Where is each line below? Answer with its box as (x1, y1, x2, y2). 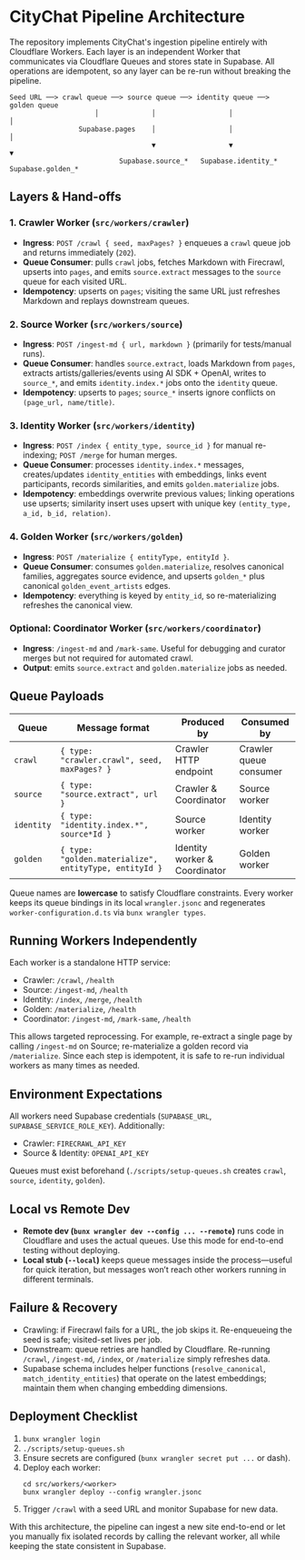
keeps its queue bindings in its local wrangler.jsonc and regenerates (9, 896, 266, 907)
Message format (76, 721, 150, 734)
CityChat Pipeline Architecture (9, 6, 245, 27)
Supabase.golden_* (9, 164, 79, 174)
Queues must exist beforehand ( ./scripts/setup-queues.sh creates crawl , (9, 1165, 287, 1176)
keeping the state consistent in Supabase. (9, 1540, 166, 1551)
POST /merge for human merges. (58, 450, 178, 461)
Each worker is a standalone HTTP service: (9, 957, 171, 968)
